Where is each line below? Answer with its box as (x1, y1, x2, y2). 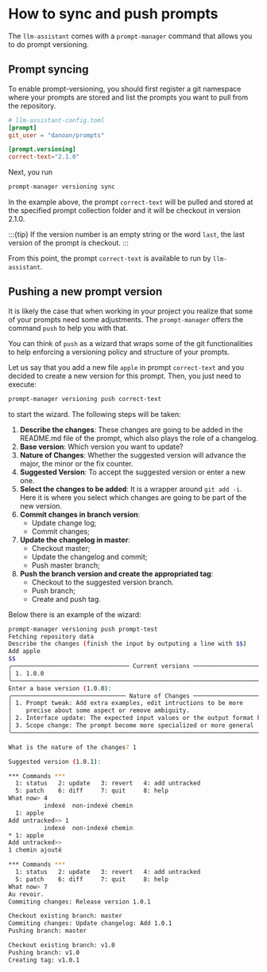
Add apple (8, 647, 41, 655)
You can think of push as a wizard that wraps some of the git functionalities (8, 338, 253, 348)
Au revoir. (8, 890, 44, 898)
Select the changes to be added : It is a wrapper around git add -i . (19, 484, 242, 494)
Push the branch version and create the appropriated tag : (19, 569, 214, 578)
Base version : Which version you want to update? (19, 442, 184, 451)
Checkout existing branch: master (8, 912, 123, 920)
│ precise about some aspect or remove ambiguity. (8, 706, 191, 714)
